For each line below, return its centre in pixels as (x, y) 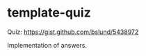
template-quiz (49, 13)
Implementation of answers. (47, 45)
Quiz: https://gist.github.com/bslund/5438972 (73, 32)
